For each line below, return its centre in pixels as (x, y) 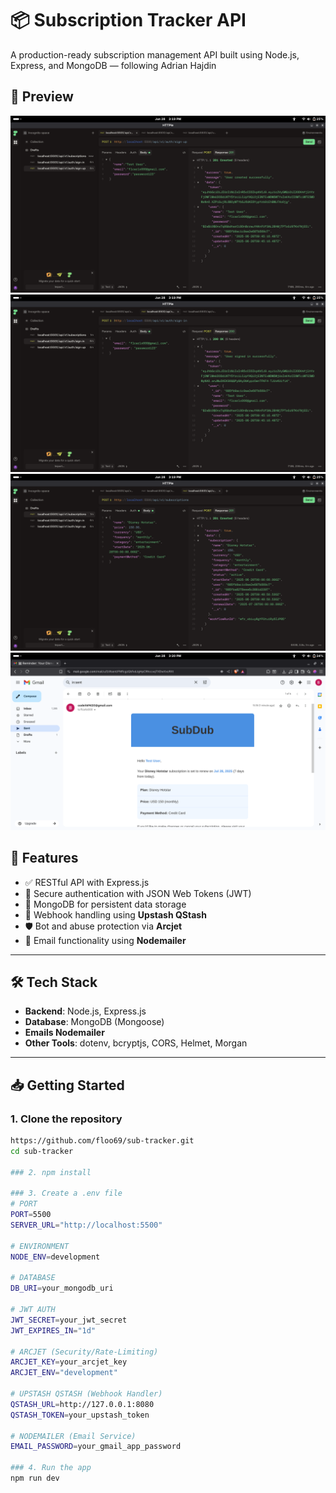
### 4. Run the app (51, 1468)
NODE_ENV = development (55, 1257)
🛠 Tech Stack (54, 982)
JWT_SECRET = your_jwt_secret (69, 1320)
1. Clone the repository (66, 1119)
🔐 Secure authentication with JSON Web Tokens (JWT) (138, 893)
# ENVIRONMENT (40, 1246)
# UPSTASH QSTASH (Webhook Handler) (86, 1394)
